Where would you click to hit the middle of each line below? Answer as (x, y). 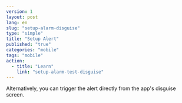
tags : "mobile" (25, 55)
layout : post (22, 17)
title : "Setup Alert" (33, 39)
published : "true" (29, 45)
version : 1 (19, 11)
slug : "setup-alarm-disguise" (43, 28)
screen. (15, 95)
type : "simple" (25, 34)
